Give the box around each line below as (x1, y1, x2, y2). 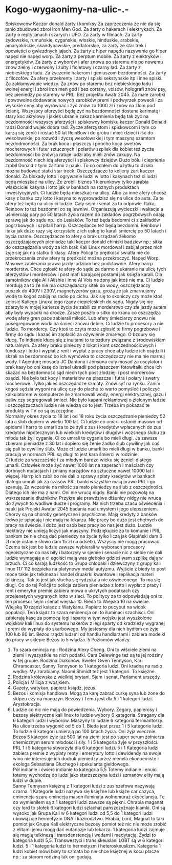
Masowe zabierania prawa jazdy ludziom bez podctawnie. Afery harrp (5, 260, 153, 266)
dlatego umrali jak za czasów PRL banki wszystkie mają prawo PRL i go (5, 478, 156, 484)
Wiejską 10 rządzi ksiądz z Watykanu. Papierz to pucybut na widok (5, 604, 146, 610)
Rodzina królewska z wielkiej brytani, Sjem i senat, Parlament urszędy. (12, 674, 161, 680)
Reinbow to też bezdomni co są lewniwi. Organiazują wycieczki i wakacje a (5, 206, 163, 212)
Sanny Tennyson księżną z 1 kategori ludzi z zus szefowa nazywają (12, 782, 155, 789)
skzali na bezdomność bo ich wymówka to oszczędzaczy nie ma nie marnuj (5, 353, 165, 359)
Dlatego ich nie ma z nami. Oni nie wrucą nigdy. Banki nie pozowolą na (5, 489, 155, 496)
